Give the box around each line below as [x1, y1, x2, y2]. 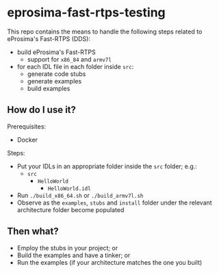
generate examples [27, 77, 82, 85]
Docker [16, 135, 38, 144]
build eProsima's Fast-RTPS [16, 48, 96, 56]
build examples [27, 84, 70, 92]
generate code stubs [27, 70, 86, 78]
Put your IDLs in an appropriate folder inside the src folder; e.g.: [16, 162, 197, 170]
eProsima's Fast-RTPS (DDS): [7, 34, 91, 42]
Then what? [7, 226, 60, 237]
